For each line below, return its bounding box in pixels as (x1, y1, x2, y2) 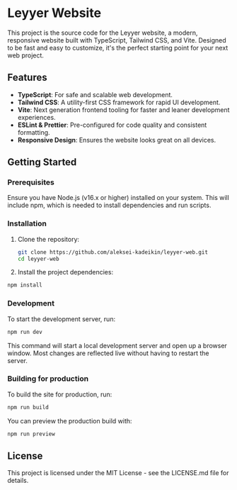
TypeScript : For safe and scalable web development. (17, 90, 173, 99)
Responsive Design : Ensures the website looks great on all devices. (17, 135, 216, 144)
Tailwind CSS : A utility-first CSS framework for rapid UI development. (17, 98, 221, 106)
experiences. (17, 113, 56, 121)
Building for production (7, 374, 89, 384)
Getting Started (7, 156, 77, 168)
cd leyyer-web (17, 255, 59, 262)
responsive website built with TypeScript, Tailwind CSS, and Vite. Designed (7, 35, 226, 44)
